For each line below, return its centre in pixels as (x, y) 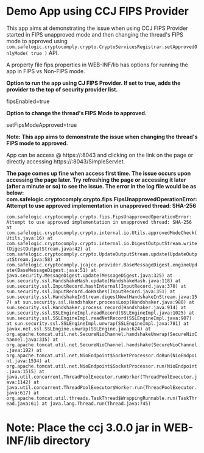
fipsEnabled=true (28, 101)
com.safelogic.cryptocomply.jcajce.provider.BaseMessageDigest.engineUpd (102, 265)
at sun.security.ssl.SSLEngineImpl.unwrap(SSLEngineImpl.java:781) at (98, 323)
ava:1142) (19, 382)
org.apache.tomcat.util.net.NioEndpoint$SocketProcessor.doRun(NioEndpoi (102, 355)
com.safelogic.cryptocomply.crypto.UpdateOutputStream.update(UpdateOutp (102, 254)
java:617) (19, 393)
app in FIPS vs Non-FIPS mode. (46, 71)
